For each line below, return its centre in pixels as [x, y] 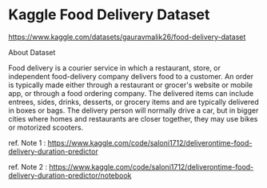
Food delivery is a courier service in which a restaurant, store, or [115, 68]
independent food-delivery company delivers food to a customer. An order [131, 76]
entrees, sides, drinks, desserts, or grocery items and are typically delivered [133, 102]
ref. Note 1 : [27, 142]
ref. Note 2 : [28, 166]
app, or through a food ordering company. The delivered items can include [131, 93]
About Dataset [32, 52]
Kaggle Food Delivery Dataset [109, 15]
